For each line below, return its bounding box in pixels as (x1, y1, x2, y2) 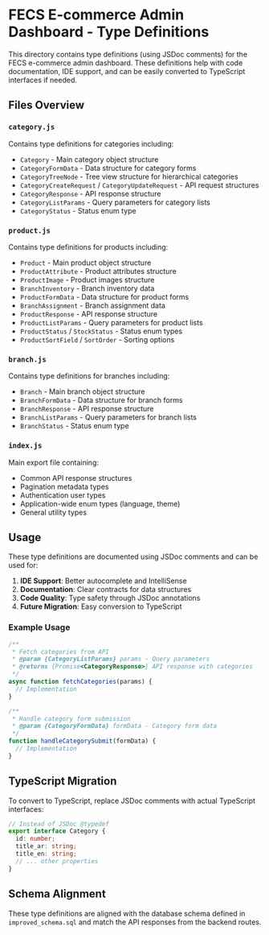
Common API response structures (19, 473, 132, 482)
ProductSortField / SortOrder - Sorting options (19, 334, 175, 344)
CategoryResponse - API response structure (19, 188, 161, 198)
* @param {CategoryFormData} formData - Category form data (11, 722, 218, 730)
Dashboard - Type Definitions (8, 23, 210, 41)
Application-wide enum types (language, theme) (19, 499, 181, 508)
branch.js (8, 354, 47, 364)
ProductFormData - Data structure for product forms (19, 292, 190, 301)
